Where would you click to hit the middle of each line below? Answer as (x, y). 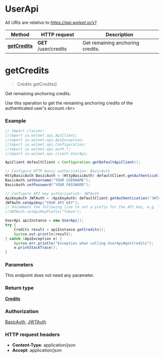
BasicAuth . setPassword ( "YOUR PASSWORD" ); (48, 185)
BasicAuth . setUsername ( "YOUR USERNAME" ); (48, 180)
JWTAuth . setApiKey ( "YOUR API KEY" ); (42, 203)
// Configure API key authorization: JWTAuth (52, 194)
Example (16, 120)
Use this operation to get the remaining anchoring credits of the (69, 103)
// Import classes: (25, 131)
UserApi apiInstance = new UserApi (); (44, 220)
